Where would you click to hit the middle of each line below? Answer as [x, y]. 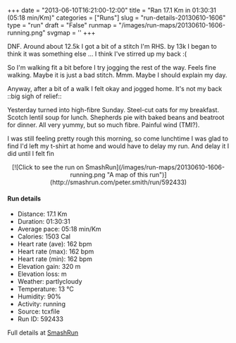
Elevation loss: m [42, 274]
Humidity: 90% [39, 296]
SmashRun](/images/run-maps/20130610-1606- [155, 167]
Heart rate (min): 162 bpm [55, 259]
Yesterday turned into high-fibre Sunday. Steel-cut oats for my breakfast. [113, 110]
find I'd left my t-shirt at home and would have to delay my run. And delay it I [118, 146]
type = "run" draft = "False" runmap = [62, 25]
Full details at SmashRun [43, 333]
